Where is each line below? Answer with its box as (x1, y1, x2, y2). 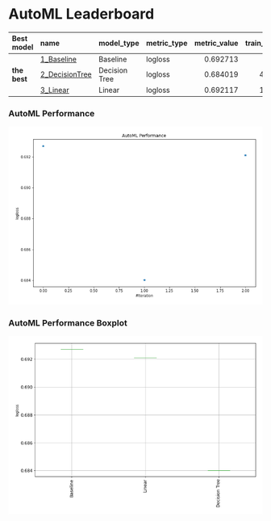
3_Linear (40, 86, 70, 95)
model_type (98, 38, 140, 48)
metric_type (146, 38, 188, 48)
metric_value (194, 38, 239, 48)
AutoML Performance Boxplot (8, 317, 127, 328)
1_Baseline (40, 54, 77, 64)
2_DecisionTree (40, 69, 92, 79)
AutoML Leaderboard (8, 5, 155, 23)
